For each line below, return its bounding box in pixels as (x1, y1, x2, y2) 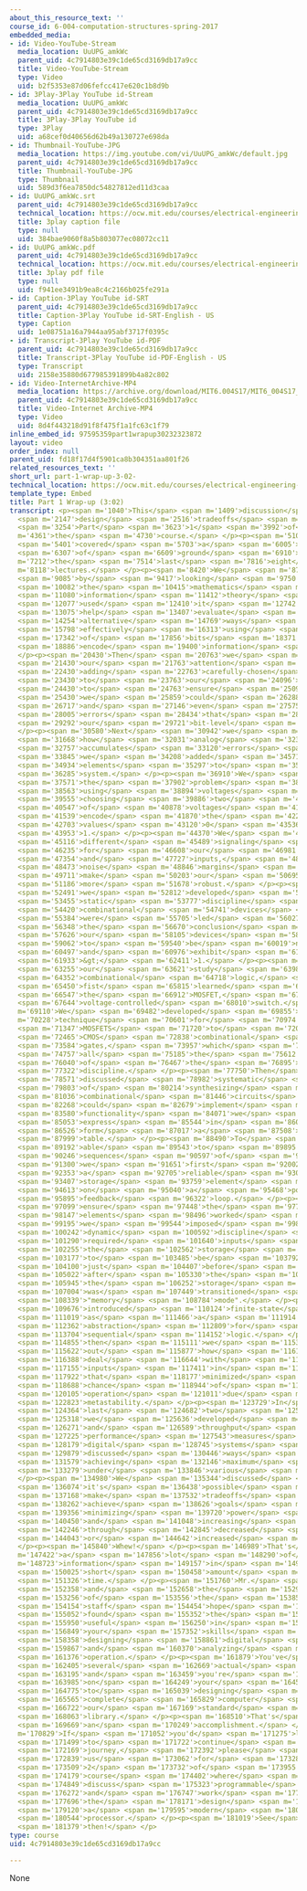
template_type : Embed (9, 489, 92, 498)
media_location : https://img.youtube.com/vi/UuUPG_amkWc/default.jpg (17, 149, 288, 158)
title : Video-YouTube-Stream (17, 65, 129, 74)
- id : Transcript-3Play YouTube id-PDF (9, 336, 162, 345)
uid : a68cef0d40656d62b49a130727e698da (17, 132, 170, 142)
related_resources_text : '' (9, 463, 117, 473)
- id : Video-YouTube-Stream (9, 38, 117, 48)
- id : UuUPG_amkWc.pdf (9, 243, 96, 252)
